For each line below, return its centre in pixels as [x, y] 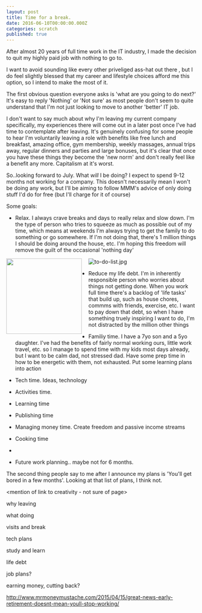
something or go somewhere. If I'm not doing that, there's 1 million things [106, 237]
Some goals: [22, 207]
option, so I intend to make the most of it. [57, 83]
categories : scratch [32, 29]
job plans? [19, 574]
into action [28, 368]
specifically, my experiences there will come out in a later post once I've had [101, 125]
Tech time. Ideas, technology [51, 380]
